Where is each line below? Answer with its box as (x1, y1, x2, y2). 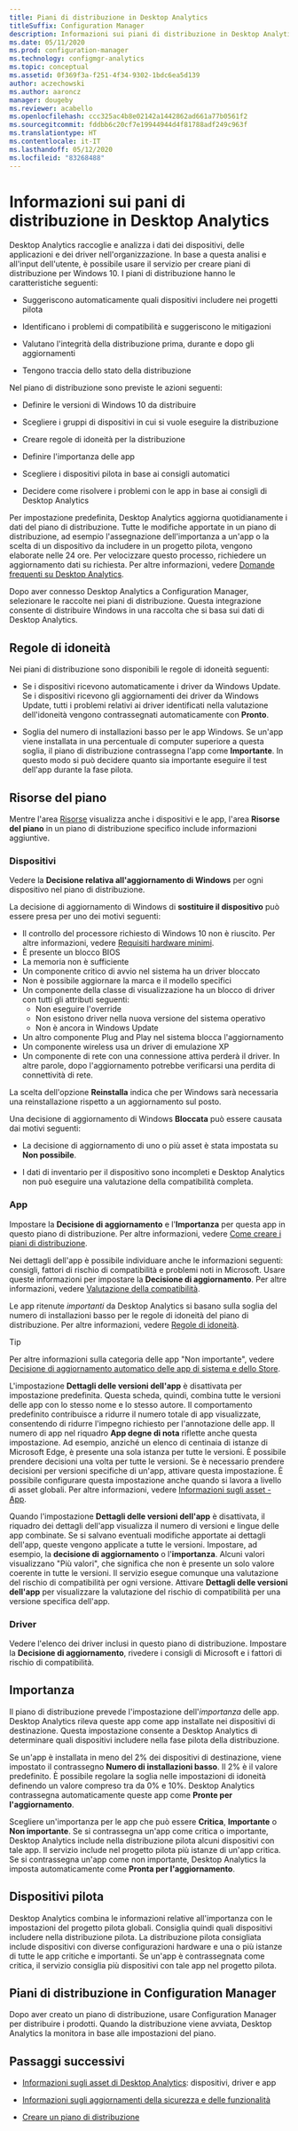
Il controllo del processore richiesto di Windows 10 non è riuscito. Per (21, 928, 276, 939)
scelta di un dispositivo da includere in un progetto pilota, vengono (9, 541, 253, 552)
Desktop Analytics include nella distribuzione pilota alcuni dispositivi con (9, 1835, 275, 1846)
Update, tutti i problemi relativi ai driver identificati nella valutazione (21, 700, 269, 711)
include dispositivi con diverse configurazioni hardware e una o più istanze (9, 1941, 283, 1952)
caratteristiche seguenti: (9, 277, 98, 289)
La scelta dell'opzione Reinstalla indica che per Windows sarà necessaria (9, 1087, 279, 1098)
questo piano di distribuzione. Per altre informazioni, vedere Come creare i (9, 1228, 282, 1239)
